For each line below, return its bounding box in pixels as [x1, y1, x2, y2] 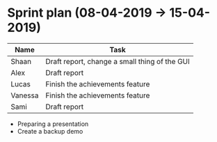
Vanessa [10, 90, 39, 100]
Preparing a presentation [17, 120, 89, 128]
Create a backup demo [17, 127, 83, 135]
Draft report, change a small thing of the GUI [45, 56, 190, 66]
